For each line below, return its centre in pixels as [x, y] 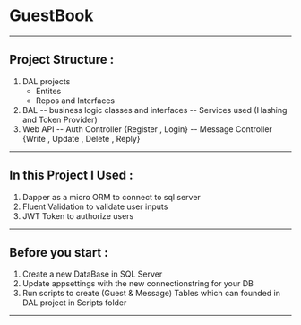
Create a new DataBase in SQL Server [92, 274]
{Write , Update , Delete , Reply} [81, 138]
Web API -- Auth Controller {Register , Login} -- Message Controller [147, 129]
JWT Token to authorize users [78, 215]
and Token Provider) [60, 119]
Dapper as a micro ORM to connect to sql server [112, 197]
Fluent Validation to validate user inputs [95, 206]
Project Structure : [62, 60]
